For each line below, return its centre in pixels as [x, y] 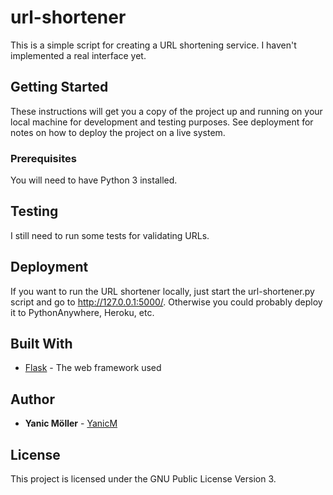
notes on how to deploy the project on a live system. [118, 132]
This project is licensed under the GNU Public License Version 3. [143, 479]
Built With [41, 344]
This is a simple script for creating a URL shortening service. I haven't [153, 45]
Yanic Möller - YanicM [71, 423]
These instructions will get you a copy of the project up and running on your [166, 111]
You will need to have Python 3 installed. [94, 180]
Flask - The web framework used [93, 368]
